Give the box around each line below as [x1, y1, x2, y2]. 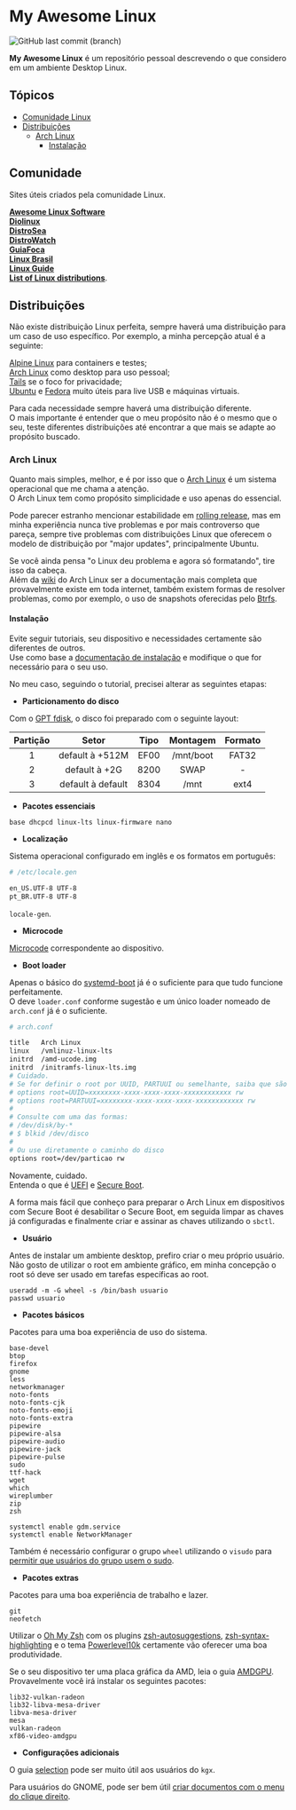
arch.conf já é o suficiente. [9, 1005, 108, 1016]
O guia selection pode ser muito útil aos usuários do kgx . [9, 1764, 215, 1774]
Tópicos [9, 88, 55, 103]
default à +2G [65, 763, 122, 776]
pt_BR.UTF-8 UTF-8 [9, 892, 77, 901]
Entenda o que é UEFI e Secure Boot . [9, 1179, 144, 1190]
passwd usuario [9, 1293, 66, 1302]
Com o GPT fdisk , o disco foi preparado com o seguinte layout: [9, 713, 239, 723]
